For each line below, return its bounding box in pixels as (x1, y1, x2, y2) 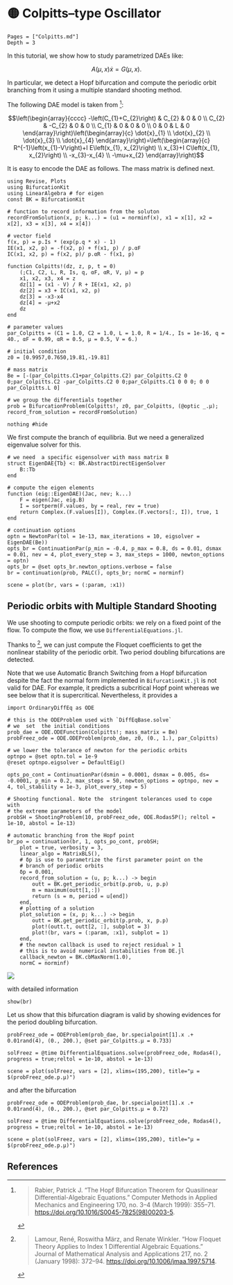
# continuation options (7, 527, 76, 533)
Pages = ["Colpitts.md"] (7, 33, 79, 40)
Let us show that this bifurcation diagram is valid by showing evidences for (7, 1011, 221, 1019)
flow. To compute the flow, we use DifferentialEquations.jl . (7, 626, 183, 634)
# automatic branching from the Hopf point (7, 832, 135, 839)
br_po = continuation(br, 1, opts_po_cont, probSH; (7, 838, 159, 845)
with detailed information (7, 985, 78, 993)
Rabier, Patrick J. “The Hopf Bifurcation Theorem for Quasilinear (34, 1186, 218, 1194)
